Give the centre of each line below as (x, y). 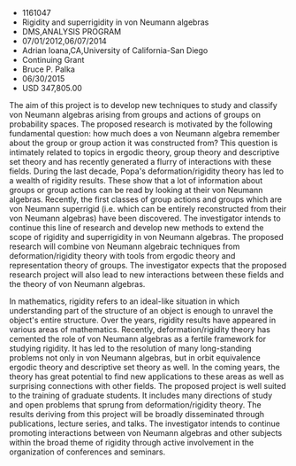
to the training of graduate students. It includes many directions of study (141, 395)
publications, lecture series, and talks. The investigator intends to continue (145, 423)
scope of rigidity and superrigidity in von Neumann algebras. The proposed (147, 237)
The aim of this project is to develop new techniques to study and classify (144, 105)
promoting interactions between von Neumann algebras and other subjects (146, 433)
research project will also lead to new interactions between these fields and (147, 275)
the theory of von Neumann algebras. (77, 284)
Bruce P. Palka (48, 69)
